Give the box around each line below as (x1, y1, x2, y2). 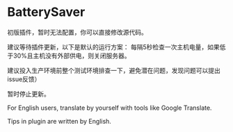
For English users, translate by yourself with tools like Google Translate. (7, 104, 212, 112)
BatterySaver (7, 4, 86, 20)
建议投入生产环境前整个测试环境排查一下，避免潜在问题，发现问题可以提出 (7, 66, 220, 74)
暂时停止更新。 (7, 90, 50, 98)
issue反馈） (7, 74, 41, 83)
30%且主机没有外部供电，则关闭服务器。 (13, 51, 131, 60)
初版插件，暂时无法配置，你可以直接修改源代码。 (7, 28, 147, 36)
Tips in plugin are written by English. (7, 117, 111, 125)
